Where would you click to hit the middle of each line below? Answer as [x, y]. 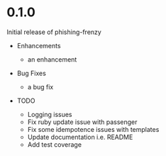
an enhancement [52, 59]
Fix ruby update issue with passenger [82, 122]
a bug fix [40, 87]
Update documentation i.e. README [80, 137]
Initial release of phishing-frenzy [54, 32]
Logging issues [50, 114]
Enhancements [39, 45]
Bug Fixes [32, 73]
